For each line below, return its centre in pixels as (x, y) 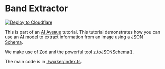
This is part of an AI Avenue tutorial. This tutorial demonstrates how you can (82, 32)
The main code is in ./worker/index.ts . (44, 61)
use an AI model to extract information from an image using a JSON (74, 37)
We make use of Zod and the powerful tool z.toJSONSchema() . (69, 52)
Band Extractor (37, 9)
